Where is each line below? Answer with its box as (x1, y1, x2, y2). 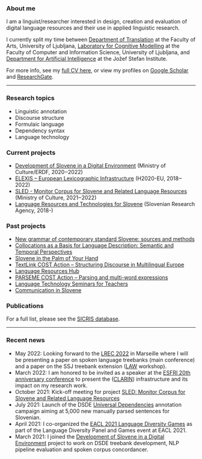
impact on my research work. (14, 381, 88, 389)
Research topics (6, 94, 55, 102)
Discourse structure (14, 114, 64, 121)
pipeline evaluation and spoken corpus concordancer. (14, 446, 148, 453)
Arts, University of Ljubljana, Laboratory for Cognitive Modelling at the (6, 42, 180, 49)
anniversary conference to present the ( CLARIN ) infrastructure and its (14, 375, 188, 382)
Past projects (6, 222, 46, 230)
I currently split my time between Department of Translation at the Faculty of (6, 36, 196, 43)
